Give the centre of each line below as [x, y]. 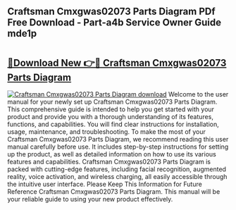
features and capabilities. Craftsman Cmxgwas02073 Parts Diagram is [109, 162]
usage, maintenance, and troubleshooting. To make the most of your [106, 132]
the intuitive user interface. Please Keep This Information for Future [105, 184]
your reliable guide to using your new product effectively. [90, 199]
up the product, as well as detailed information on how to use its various [112, 154]
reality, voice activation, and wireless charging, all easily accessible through [117, 177]
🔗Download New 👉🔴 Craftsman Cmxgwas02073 [117, 63]
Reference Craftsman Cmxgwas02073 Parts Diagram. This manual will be [114, 192]
